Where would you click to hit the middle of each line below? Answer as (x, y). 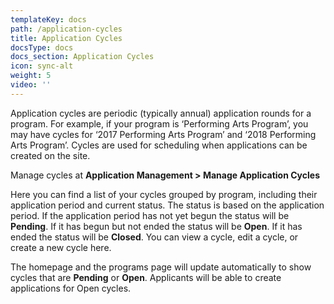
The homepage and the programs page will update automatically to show (161, 267)
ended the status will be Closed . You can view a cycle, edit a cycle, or (154, 237)
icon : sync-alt (42, 66)
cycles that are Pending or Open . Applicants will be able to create (146, 277)
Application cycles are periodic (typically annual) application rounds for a (161, 113)
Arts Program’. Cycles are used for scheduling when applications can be (159, 145)
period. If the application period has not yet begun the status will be (150, 215)
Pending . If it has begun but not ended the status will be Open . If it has (156, 226)
